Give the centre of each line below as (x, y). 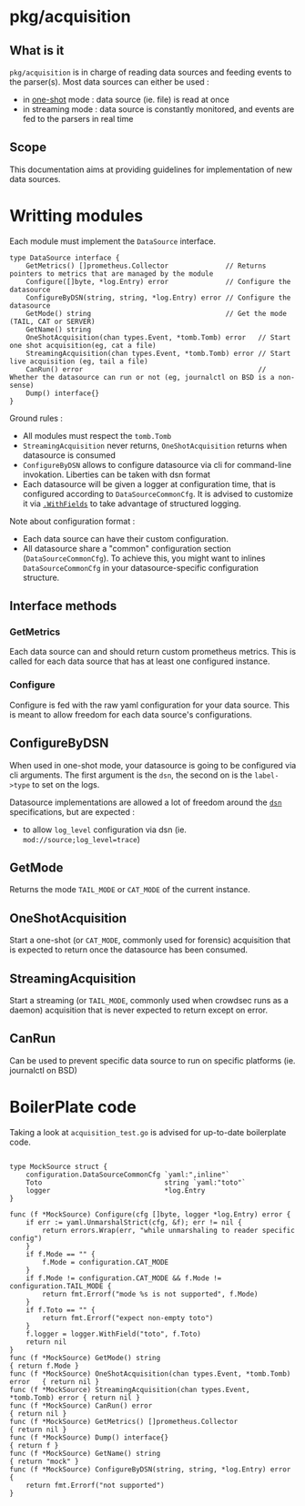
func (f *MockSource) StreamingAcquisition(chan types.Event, (130, 1389)
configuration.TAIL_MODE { (61, 1286)
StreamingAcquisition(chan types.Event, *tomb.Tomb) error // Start (158, 353)
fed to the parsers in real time (78, 119)
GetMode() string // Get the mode (156, 313)
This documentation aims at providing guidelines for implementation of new (151, 169)
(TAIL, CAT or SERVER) (52, 321)
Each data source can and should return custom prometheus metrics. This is (153, 652)
